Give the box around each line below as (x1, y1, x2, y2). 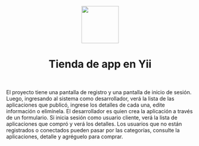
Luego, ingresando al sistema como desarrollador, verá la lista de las (6, 95, 175, 102)
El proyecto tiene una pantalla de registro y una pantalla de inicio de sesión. (6, 88, 192, 95)
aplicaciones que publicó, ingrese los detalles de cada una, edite (6, 101, 165, 108)
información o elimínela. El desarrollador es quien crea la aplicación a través (6, 107, 193, 114)
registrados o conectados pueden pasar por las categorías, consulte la (6, 126, 180, 133)
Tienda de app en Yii (48, 57, 152, 71)
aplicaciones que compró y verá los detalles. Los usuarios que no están (6, 120, 182, 128)
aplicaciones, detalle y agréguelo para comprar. (6, 133, 123, 140)
